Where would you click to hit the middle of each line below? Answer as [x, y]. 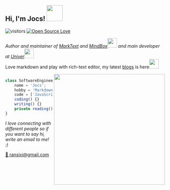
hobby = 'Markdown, [35, 90]
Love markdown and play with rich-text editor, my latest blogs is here [77, 67]
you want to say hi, [25, 134]
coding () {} [27, 99]
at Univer [15, 56]
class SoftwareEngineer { [32, 81]
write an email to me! [27, 139]
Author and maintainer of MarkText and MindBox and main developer [83, 46]
